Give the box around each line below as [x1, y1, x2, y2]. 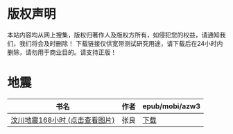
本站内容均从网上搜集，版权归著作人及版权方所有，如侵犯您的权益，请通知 [7, 31, 220, 39]
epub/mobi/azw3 [141, 101, 201, 111]
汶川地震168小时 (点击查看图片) [10, 115, 115, 125]
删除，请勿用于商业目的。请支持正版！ [7, 48, 116, 56]
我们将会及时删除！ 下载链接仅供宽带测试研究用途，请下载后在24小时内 [19, 39, 223, 47]
